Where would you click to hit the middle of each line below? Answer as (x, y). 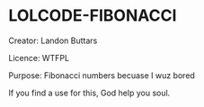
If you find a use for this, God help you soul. (89, 93)
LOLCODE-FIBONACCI (93, 16)
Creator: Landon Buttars (53, 40)
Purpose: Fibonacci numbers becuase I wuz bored (102, 75)
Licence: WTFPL (39, 58)
